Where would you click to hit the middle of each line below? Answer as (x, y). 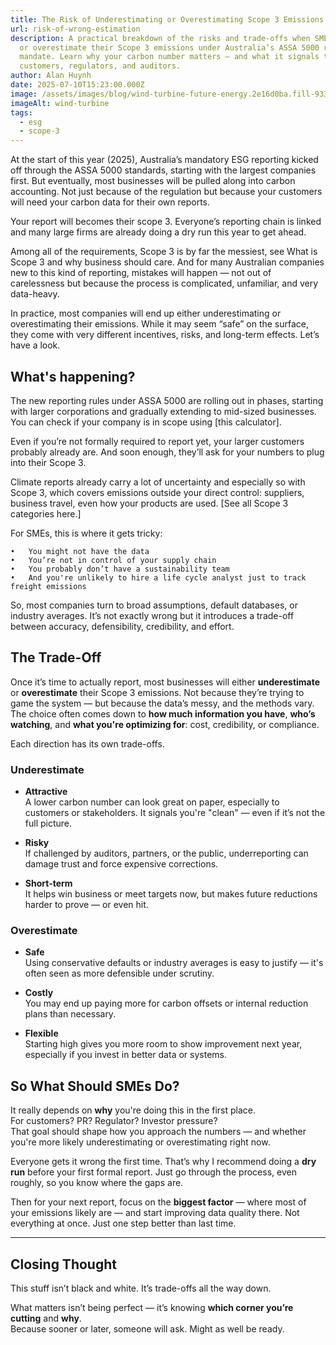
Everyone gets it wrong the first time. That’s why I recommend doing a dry (163, 1162)
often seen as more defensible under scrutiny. (119, 973)
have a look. (35, 345)
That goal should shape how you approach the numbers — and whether (158, 1132)
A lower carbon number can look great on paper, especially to (152, 802)
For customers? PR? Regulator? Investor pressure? (114, 1121)
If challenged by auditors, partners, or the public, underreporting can (166, 853)
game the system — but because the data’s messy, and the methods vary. (162, 703)
